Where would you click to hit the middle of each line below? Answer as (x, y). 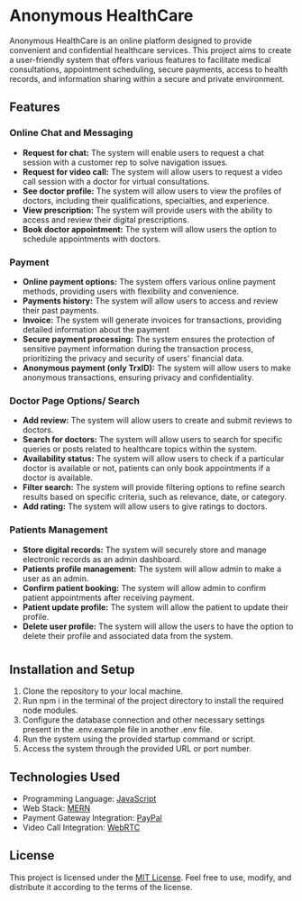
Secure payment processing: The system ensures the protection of (149, 339)
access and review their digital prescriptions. (105, 219)
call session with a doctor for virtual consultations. (116, 181)
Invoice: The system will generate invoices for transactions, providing (152, 320)
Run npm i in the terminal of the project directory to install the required (153, 701)
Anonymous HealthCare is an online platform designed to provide (131, 41)
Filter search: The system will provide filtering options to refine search (154, 487)
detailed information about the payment (96, 329)
